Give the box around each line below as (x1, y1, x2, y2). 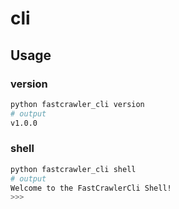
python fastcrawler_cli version (10, 99, 145, 109)
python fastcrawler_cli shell (10, 164, 137, 174)
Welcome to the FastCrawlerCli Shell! (10, 183, 172, 193)
